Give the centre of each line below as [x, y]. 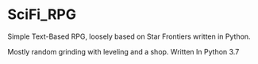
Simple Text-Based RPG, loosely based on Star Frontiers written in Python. [129, 36]
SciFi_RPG [42, 15]
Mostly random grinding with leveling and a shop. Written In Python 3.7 [123, 51]
